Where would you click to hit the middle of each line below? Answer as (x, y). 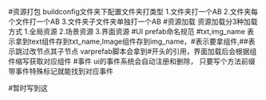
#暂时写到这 (28, 88)
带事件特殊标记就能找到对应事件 (61, 71)
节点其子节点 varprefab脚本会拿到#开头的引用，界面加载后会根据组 (146, 51)
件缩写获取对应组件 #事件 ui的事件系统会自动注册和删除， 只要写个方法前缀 (132, 61)
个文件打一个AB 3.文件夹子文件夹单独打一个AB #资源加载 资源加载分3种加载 (133, 21)
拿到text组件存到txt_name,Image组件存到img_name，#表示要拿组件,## (132, 41)
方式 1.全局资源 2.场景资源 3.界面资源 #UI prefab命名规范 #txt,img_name (127, 31)
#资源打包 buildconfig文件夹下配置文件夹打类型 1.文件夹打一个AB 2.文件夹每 (133, 12)
